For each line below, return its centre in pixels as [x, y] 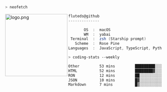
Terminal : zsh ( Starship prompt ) [108, 39]
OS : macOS [97, 30]
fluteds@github [84, 16]
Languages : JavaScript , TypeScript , [109, 48]
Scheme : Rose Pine [97, 44]
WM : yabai [97, 34]
